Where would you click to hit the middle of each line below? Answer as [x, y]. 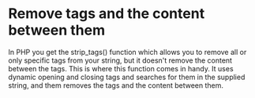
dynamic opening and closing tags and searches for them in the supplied [127, 77]
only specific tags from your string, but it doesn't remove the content [120, 60]
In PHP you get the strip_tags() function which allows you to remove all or [127, 52]
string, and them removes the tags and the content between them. [116, 85]
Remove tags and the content [107, 14]
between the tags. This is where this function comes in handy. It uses [121, 68]
